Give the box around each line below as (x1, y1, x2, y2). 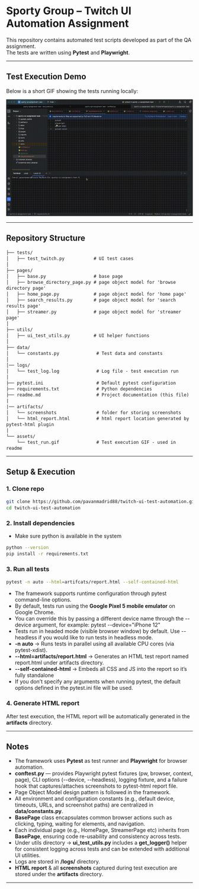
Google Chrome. (14, 609, 55, 616)
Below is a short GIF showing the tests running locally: (6, 87, 139, 94)
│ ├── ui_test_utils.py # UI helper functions (6, 332, 150, 338)
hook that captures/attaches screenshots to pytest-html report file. (14, 782, 178, 789)
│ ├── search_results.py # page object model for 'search (6, 297, 176, 303)
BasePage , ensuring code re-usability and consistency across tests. (14, 833, 182, 840)
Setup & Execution (6, 466, 76, 477)
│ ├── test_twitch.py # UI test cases (6, 255, 134, 261)
